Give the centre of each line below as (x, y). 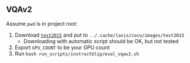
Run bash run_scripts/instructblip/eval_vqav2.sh (77, 53)
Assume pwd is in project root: (42, 23)
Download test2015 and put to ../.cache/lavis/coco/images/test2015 (99, 35)
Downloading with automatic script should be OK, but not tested (101, 41)
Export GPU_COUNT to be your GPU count (62, 47)
